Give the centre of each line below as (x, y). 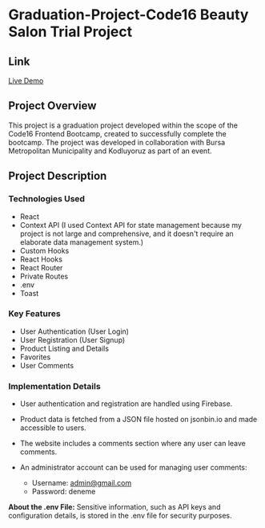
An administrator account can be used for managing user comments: (133, 468)
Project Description (58, 176)
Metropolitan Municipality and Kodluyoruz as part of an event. (110, 151)
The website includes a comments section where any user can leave (133, 444)
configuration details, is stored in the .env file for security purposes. (120, 516)
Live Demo (26, 81)
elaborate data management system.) (82, 242)
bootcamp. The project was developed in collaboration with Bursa (117, 142)
